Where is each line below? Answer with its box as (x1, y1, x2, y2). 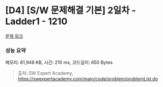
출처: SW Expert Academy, (17, 70, 73, 76)
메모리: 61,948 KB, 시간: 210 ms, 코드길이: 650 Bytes (5, 59, 113, 66)
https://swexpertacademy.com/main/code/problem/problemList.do (17, 76, 158, 82)
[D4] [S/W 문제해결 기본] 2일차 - (5, 5, 136, 16)
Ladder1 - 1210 (5, 16, 68, 27)
